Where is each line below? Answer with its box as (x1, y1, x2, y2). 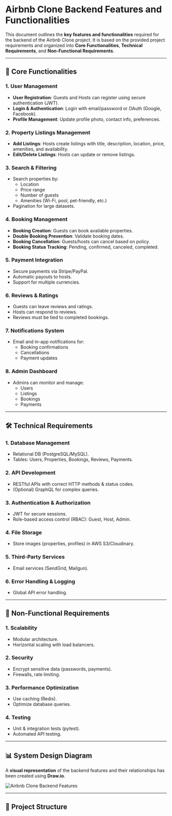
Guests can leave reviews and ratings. (12, 304, 93, 310)
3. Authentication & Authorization (5, 499, 91, 506)
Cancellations (20, 350, 50, 356)
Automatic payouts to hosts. (12, 273, 72, 280)
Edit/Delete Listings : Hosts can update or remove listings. (12, 151, 136, 157)
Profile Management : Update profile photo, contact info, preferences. (12, 116, 161, 122)
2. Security (5, 654, 33, 661)
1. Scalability (5, 625, 37, 632)
